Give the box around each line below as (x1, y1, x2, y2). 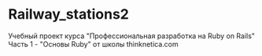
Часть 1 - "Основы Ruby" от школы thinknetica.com (8, 39, 179, 48)
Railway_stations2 (8, 5, 130, 23)
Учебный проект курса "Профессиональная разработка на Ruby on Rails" (8, 31, 256, 40)
